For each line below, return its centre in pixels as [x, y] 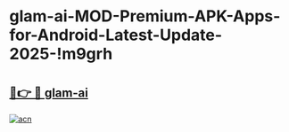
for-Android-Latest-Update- [116, 35]
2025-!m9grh [61, 54]
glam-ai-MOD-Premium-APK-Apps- [145, 16]
